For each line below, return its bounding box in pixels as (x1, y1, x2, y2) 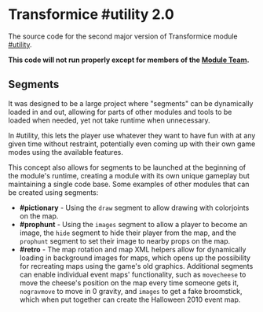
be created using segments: (8, 187, 99, 197)
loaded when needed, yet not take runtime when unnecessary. (8, 116, 210, 125)
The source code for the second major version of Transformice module (8, 31, 238, 41)
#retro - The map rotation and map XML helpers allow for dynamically (19, 244, 247, 254)
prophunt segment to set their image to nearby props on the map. (19, 236, 231, 245)
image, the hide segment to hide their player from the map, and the (19, 228, 237, 237)
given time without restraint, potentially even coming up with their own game (8, 139, 256, 149)
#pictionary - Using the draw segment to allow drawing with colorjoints (19, 203, 250, 212)
